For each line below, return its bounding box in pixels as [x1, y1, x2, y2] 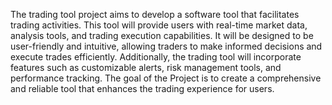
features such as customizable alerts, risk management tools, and [10, 62, 282, 73]
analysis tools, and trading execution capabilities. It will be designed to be [10, 30, 314, 41]
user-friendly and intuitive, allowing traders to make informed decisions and [10, 40, 323, 52]
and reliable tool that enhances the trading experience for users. [10, 83, 275, 94]
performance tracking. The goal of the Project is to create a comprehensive [10, 72, 322, 84]
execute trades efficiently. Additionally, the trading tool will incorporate [10, 51, 302, 63]
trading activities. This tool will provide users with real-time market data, [10, 19, 308, 31]
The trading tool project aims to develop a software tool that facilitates [10, 9, 300, 20]
